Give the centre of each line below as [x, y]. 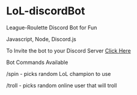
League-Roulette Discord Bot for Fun [52, 27]
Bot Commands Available [37, 62]
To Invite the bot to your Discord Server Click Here [68, 50]
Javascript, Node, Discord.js [41, 39]
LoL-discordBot [46, 11]
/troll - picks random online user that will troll [62, 85]
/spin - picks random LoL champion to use [59, 73]
